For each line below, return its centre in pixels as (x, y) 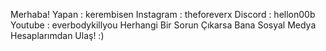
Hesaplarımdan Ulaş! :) (57, 35)
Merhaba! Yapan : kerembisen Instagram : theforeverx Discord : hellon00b (163, 14)
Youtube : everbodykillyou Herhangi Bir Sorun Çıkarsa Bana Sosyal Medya (163, 25)
